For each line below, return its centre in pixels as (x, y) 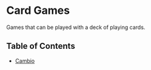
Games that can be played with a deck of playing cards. (76, 27)
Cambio (25, 60)
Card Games (38, 11)
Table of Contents (41, 46)
